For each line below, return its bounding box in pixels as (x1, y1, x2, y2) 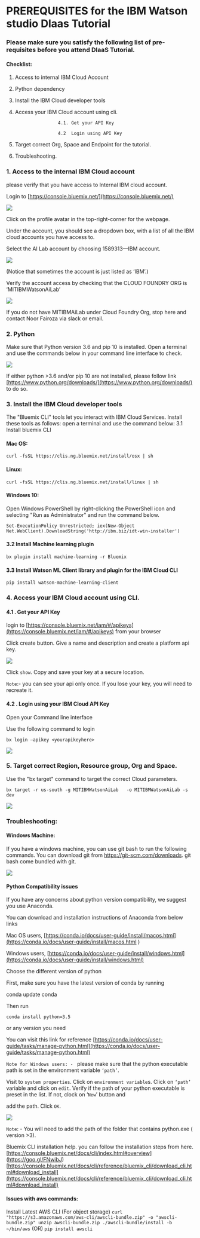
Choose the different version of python (6, 968, 102, 975)
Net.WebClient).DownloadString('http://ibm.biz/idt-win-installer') (6, 528, 180, 534)
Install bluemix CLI (6, 426, 52, 434)
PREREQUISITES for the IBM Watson (6, 4, 188, 18)
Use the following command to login (6, 725, 95, 733)
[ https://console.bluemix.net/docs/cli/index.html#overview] (6, 1150, 152, 1157)
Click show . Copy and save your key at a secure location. (6, 669, 144, 676)
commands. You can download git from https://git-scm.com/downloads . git (6, 851, 191, 859)
